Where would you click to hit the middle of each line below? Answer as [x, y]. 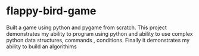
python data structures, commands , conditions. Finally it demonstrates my [98, 40]
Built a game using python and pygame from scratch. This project [86, 27]
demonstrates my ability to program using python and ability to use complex [99, 33]
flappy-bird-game [51, 11]
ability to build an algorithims [42, 46]
